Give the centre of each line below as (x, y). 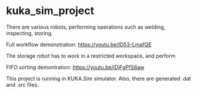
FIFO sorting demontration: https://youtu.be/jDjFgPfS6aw (75, 67)
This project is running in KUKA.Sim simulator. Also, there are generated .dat (98, 78)
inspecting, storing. (29, 33)
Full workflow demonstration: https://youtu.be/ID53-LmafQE (79, 44)
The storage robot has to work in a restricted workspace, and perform (91, 56)
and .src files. (23, 85)
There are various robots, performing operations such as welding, (86, 27)
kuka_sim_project (50, 11)
